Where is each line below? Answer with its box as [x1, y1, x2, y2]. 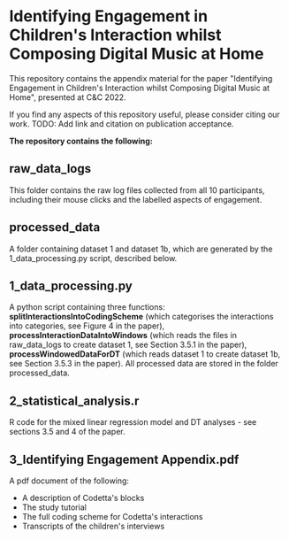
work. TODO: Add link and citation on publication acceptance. [9, 118, 234, 129]
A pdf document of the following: [9, 475, 130, 486]
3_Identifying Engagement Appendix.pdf [9, 451, 240, 467]
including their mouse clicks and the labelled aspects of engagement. [9, 194, 262, 204]
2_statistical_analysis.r [9, 393, 140, 408]
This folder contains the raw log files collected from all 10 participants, [9, 184, 265, 196]
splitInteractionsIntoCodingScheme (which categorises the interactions [9, 312, 274, 322]
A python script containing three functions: [9, 302, 165, 312]
